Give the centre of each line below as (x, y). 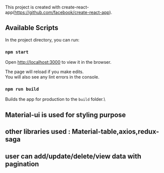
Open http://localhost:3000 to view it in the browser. (58, 62)
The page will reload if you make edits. (44, 72)
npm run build (22, 89)
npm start (17, 52)
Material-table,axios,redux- (115, 132)
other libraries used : (38, 132)
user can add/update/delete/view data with (73, 156)
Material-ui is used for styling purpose (65, 115)
